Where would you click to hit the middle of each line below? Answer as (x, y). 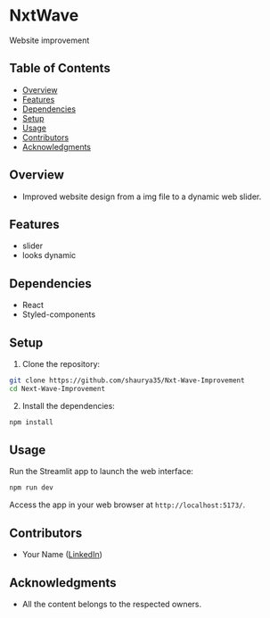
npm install (31, 422)
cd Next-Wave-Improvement (57, 388)
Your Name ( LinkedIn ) (62, 555)
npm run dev (31, 488)
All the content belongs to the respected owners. (112, 604)
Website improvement (49, 40)
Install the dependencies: (69, 405)
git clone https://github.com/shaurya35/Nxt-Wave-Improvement (127, 380)
